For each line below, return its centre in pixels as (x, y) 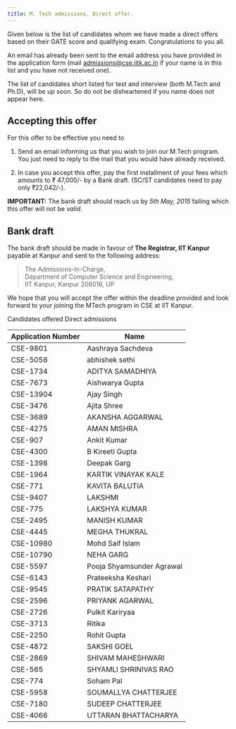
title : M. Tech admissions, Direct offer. (70, 14)
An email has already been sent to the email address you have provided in (114, 55)
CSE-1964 (29, 475)
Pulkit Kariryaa (111, 613)
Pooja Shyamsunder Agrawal (135, 567)
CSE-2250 (29, 635)
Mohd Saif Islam (114, 543)
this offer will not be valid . (45, 209)
